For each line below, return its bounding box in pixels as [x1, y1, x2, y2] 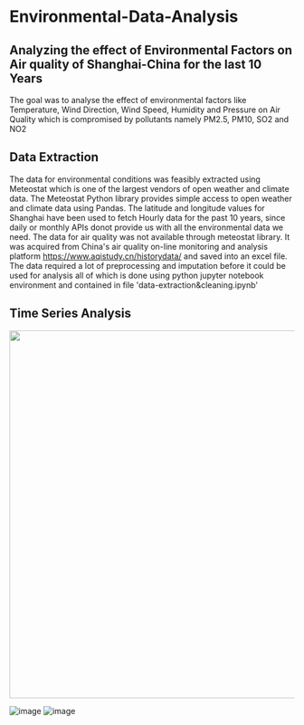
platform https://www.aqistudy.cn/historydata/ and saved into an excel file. [9, 251, 288, 262]
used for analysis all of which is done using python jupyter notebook [9, 270, 264, 281]
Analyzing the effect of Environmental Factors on [9, 43, 292, 58]
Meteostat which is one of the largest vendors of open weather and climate [9, 183, 290, 194]
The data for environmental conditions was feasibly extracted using [9, 174, 261, 185]
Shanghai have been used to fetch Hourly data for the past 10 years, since [9, 212, 286, 223]
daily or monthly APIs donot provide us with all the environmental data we [9, 222, 284, 233]
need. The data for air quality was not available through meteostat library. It [9, 231, 290, 242]
